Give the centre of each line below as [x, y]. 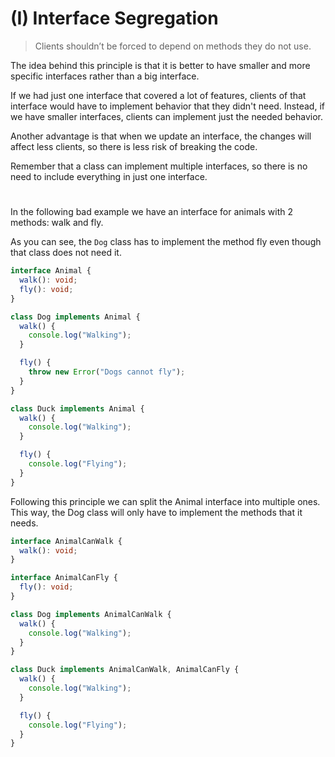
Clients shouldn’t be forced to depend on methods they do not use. [173, 46]
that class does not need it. [66, 253]
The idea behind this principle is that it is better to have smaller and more [160, 65]
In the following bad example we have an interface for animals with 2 [152, 212]
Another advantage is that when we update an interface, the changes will [161, 136]
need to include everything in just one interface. [109, 176]
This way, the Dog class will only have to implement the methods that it [156, 512]
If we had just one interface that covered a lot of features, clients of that [158, 95]
